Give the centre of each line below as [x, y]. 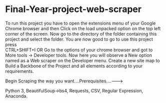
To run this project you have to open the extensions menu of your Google [80, 23]
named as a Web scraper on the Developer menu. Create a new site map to [82, 60]
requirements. [19, 71]
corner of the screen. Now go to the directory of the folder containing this [81, 34]
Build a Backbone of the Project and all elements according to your [74, 66]
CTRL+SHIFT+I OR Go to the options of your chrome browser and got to [79, 50]
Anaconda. [16, 96]
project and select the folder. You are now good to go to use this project [79, 39]
